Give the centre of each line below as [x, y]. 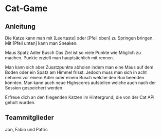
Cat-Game [26, 9]
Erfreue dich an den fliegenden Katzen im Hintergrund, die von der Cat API [80, 97]
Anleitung [20, 26]
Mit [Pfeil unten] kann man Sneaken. [41, 43]
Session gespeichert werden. [35, 88]
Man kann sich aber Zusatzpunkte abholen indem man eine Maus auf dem [79, 67]
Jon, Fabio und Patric [26, 129]
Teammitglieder [30, 118]
